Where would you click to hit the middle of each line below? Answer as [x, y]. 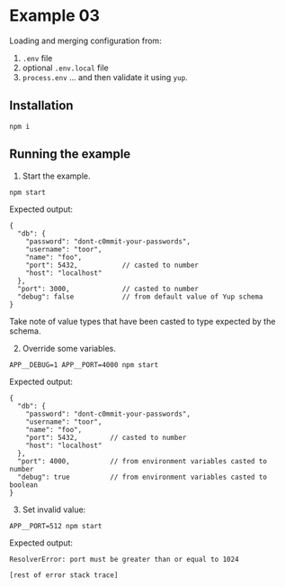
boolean [24, 485]
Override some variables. [69, 348]
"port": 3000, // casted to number [108, 289]
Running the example [70, 154]
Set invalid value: [54, 509]
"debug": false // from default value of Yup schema [140, 297]
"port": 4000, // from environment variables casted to [142, 461]
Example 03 [55, 16]
